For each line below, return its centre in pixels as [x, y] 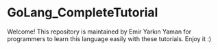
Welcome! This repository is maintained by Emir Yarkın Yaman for [99, 32]
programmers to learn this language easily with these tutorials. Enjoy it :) [109, 38]
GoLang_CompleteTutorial [83, 13]
